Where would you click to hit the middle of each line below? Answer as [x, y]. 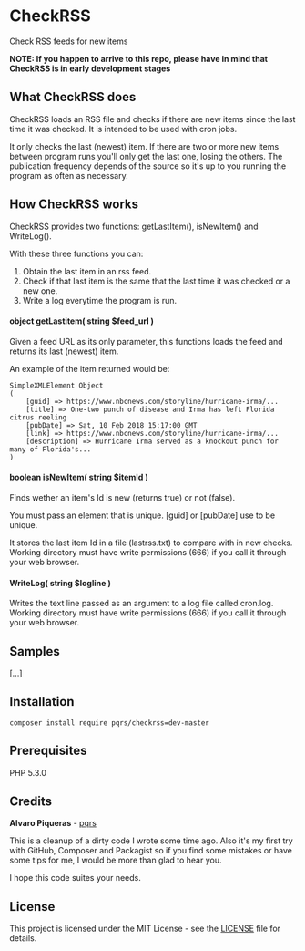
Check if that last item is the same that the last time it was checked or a [156, 281]
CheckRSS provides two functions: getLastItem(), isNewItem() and [134, 226]
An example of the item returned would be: [90, 368]
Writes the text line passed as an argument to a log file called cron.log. [142, 604]
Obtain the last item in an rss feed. [87, 271]
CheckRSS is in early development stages [90, 68]
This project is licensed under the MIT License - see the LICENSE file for [145, 929]
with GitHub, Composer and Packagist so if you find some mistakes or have [151, 851]
